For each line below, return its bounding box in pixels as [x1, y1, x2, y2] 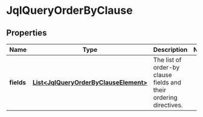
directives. [153, 101, 183, 109]
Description [153, 46, 188, 54]
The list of [153, 55, 182, 64]
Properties [6, 28, 47, 38]
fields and [153, 78, 181, 86]
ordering [153, 93, 178, 101]
